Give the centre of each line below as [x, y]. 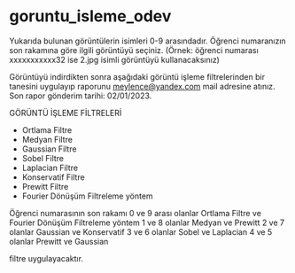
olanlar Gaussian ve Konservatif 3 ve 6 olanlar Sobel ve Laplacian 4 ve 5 [141, 231]
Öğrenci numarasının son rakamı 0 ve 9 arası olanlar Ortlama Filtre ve [135, 213]
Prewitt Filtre [45, 186]
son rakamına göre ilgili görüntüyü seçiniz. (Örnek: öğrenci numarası [134, 50]
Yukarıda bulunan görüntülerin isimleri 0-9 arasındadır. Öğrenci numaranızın [147, 41]
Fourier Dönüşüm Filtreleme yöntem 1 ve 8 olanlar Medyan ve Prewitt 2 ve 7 [147, 222]
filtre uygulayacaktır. [47, 258]
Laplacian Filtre [50, 168]
